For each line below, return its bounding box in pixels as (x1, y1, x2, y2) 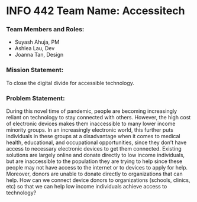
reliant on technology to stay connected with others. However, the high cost (6, 114, 191, 121)
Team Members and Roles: (6, 25, 85, 34)
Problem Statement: (6, 94, 65, 102)
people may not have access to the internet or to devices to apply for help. (6, 164, 188, 171)
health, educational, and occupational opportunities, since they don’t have (6, 139, 187, 146)
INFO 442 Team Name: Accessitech (6, 4, 185, 18)
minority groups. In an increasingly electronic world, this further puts (6, 126, 173, 133)
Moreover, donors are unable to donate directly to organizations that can (6, 170, 183, 178)
